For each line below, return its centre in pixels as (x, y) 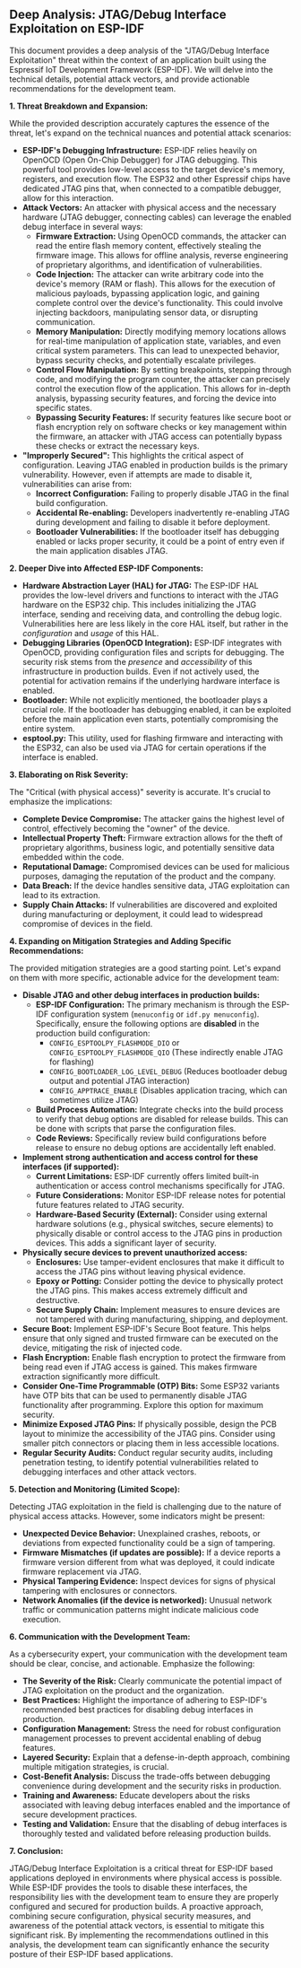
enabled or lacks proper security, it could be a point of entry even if (160, 541)
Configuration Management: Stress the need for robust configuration (151, 1728)
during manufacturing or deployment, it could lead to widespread (142, 914)
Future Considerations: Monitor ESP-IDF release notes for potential (160, 1195)
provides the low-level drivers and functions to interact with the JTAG (150, 595)
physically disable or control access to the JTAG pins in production (159, 1233)
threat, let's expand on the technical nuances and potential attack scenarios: (150, 133)
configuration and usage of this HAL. (90, 633)
